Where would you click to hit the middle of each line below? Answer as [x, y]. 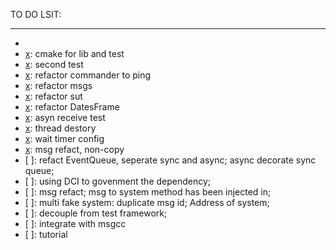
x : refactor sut [53, 96]
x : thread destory [60, 128]
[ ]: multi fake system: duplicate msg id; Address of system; [147, 202]
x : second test [54, 64]
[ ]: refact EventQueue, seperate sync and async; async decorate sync [170, 160]
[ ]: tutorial [46, 234]
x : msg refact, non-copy [74, 149]
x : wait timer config [64, 138]
